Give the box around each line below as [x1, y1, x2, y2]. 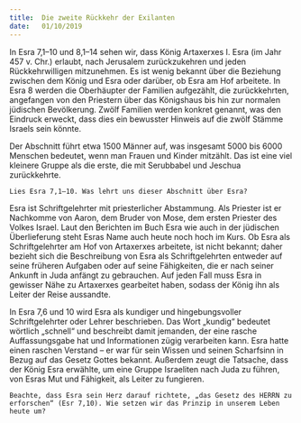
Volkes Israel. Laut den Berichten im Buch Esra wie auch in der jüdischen [9, 222, 279, 233]
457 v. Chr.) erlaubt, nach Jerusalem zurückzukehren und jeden [9, 56, 246, 67]
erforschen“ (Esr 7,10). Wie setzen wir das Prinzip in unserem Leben [9, 399, 280, 408]
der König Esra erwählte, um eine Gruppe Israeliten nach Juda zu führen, [9, 363, 280, 374]
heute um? [9, 407, 47, 416]
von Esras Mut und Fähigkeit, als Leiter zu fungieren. [9, 373, 205, 384]
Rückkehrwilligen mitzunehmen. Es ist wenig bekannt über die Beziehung [9, 65, 281, 77]
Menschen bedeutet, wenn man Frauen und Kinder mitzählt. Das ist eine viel [9, 150, 293, 161]
